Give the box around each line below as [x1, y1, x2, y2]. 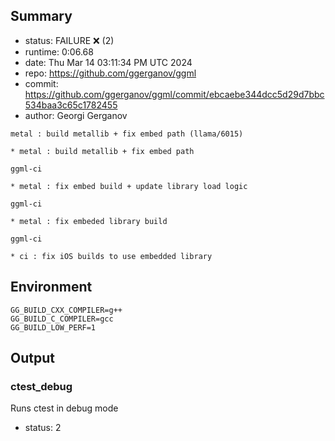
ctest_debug [10, 379, 73, 393]
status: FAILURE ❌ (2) [24, 34, 115, 46]
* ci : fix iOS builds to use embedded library [10, 251, 213, 261]
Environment [10, 279, 93, 296]
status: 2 [24, 422, 62, 434]
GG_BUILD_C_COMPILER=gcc [10, 314, 114, 324]
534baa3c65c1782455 [24, 99, 118, 111]
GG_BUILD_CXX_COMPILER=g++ [10, 305, 123, 315]
